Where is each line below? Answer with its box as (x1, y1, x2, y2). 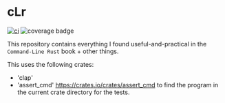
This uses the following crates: (7, 60, 94, 68)
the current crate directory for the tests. (17, 88, 130, 96)
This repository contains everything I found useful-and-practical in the (7, 40, 207, 48)
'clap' (17, 73, 33, 82)
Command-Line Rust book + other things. (7, 47, 119, 55)
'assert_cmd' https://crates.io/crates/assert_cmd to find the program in (17, 80, 219, 89)
